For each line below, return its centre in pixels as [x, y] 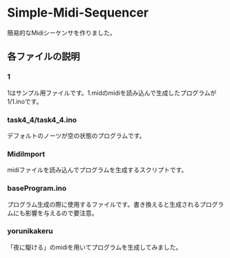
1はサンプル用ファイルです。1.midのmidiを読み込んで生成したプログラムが [112, 93]
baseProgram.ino [37, 188]
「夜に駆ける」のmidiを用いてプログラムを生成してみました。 [95, 247]
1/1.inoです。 [25, 101]
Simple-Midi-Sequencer [78, 13]
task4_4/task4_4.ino [42, 120]
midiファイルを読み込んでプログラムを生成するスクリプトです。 [97, 170]
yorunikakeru [30, 231]
